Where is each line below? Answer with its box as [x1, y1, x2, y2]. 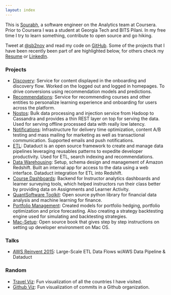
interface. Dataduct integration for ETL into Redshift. [12, 170, 123, 176]
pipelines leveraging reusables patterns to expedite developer [12, 148, 143, 154]
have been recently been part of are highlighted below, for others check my [5, 48, 164, 54]
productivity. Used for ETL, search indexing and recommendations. [12, 153, 154, 160]
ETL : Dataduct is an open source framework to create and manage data [12, 143, 163, 149]
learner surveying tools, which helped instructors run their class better [12, 180, 161, 187]
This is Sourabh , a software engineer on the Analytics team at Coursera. [5, 21, 157, 28]
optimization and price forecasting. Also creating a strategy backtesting [12, 208, 163, 214]
